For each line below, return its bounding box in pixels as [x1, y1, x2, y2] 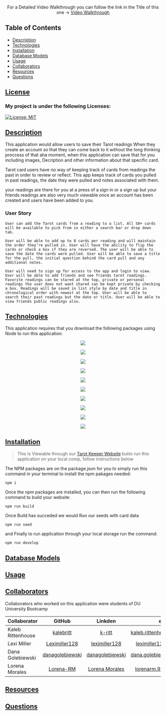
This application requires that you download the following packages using [5, 325, 156, 331]
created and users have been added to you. [5, 197, 94, 203]
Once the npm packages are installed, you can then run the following [5, 489, 146, 495]
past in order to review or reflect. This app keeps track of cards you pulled [5, 172, 157, 178]
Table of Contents [5, 24, 62, 32]
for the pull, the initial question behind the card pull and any [5, 256, 145, 261]
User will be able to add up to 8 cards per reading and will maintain [5, 238, 156, 243]
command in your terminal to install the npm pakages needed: [5, 471, 131, 477]
